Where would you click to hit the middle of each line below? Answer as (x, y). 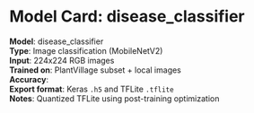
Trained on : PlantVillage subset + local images (96, 70)
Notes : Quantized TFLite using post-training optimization (114, 98)
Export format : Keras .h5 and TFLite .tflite (92, 89)
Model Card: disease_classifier (127, 17)
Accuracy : (29, 79)
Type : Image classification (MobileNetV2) (86, 50)
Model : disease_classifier (57, 41)
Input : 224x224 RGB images (62, 60)
